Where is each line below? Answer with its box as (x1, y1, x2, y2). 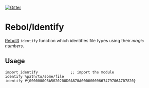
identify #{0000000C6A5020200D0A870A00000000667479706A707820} (5, 78, 136, 83)
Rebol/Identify (5, 22, 64, 33)
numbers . (5, 43, 24, 49)
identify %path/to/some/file (5, 74, 64, 79)
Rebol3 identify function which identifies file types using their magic (5, 37, 145, 43)
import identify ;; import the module (5, 70, 114, 75)
